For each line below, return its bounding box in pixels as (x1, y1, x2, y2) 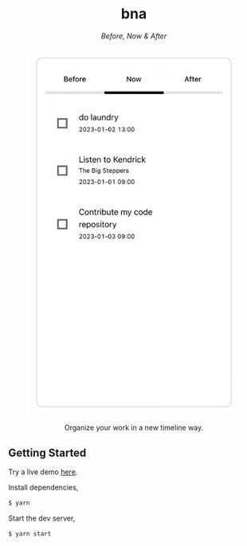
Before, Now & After (100, 31, 167, 41)
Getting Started (8, 446, 87, 459)
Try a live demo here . (8, 467, 78, 477)
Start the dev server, (8, 513, 76, 523)
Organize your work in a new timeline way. (64, 423, 204, 433)
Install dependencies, (8, 483, 79, 493)
